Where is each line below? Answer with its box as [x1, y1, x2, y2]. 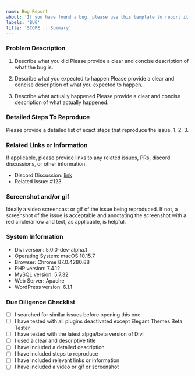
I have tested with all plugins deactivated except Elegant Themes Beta [14, 318, 183, 325]
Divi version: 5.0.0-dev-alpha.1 [14, 246, 87, 253]
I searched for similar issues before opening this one [14, 311, 141, 318]
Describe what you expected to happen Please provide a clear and [14, 75, 175, 82]
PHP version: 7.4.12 [14, 264, 61, 271]
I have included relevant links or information [14, 357, 120, 364]
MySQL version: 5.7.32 [14, 271, 69, 278]
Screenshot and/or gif [6, 193, 70, 201]
